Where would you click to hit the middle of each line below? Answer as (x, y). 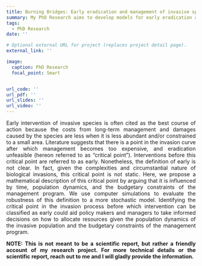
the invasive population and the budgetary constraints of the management (101, 226)
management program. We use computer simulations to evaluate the (101, 193)
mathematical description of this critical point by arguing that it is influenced (101, 181)
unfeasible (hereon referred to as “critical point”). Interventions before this (101, 155)
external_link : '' (29, 51)
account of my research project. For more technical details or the (101, 250)
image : (14, 62)
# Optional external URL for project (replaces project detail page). (96, 45)
